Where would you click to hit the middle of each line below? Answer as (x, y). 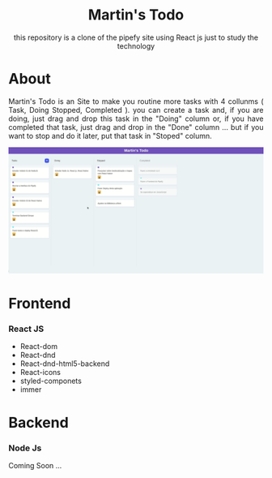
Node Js (25, 448)
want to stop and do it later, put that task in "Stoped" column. (110, 136)
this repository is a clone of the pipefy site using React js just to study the (136, 37)
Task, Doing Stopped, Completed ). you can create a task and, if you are (136, 110)
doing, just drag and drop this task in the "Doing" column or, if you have (136, 118)
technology (136, 45)
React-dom (39, 347)
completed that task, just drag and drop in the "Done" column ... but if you (136, 127)
